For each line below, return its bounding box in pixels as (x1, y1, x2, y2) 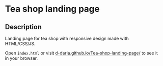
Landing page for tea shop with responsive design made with (5, 35, 129, 41)
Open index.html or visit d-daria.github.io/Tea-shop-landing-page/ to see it (5, 50, 158, 56)
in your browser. (5, 55, 38, 61)
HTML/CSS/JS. (5, 41, 36, 47)
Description (5, 23, 42, 31)
